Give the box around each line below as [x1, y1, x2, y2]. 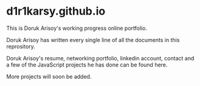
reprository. [6, 43, 35, 50]
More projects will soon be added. [6, 73, 92, 80]
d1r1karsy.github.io [6, 4, 106, 18]
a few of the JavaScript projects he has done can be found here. [6, 61, 168, 68]
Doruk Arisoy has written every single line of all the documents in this [6, 36, 180, 43]
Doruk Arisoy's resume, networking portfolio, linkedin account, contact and [6, 54, 195, 62]
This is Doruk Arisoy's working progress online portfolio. [6, 24, 148, 32]
